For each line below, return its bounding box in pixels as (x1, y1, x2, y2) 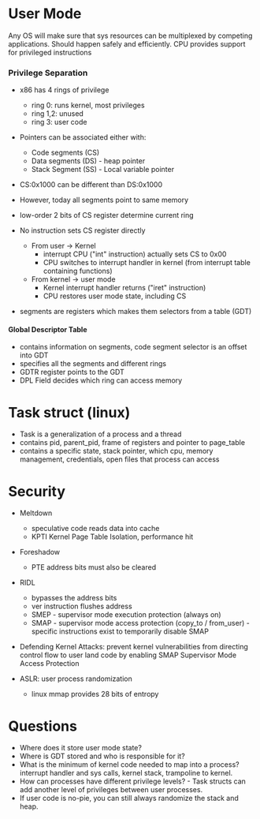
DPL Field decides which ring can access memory (19, 376, 183, 385)
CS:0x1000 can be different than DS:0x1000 (19, 180, 163, 189)
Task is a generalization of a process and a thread (19, 429, 182, 439)
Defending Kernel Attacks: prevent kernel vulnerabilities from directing (19, 642, 248, 652)
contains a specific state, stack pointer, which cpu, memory (19, 447, 214, 456)
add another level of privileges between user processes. (19, 785, 203, 795)
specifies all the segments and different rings (19, 359, 167, 368)
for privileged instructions (8, 47, 92, 57)
